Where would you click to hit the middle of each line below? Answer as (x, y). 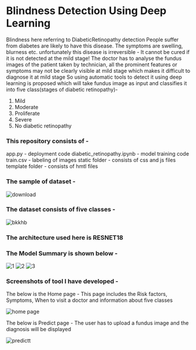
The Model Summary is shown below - (62, 253)
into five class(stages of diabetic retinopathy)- (62, 89)
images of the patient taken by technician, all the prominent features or (92, 64)
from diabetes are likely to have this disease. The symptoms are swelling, (94, 46)
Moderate (26, 107)
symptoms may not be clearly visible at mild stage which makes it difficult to (98, 70)
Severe (23, 119)
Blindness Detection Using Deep (86, 11)
